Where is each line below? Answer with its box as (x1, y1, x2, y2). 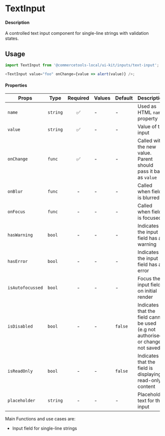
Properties (5, 82, 27, 88)
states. (5, 35, 19, 42)
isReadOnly (7, 368, 33, 374)
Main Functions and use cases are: (5, 416, 76, 422)
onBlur (7, 189, 23, 194)
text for (137, 397, 155, 404)
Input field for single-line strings (12, 425, 78, 432)
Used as (137, 103, 157, 110)
